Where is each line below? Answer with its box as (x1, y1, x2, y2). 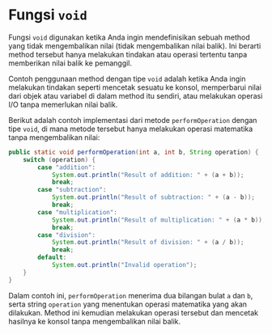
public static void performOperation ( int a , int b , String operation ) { (8, 148, 259, 156)
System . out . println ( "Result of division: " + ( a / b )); (51, 239, 244, 247)
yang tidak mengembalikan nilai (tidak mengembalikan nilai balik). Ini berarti (8, 40, 261, 50)
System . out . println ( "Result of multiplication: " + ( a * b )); (51, 216, 266, 224)
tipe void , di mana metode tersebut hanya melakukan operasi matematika (8, 124, 253, 133)
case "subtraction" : (37, 186, 107, 194)
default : (37, 253, 67, 262)
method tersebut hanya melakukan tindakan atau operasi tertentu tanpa (8, 49, 248, 59)
